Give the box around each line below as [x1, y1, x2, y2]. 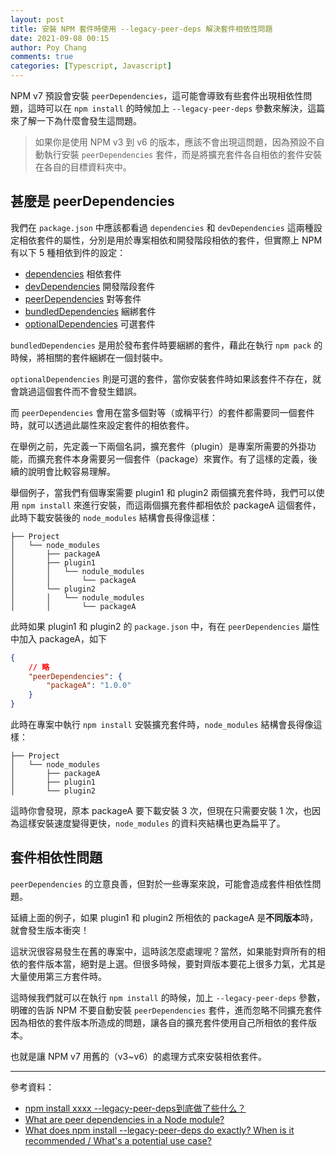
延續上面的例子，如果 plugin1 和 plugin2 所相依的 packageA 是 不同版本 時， [10, 911, 319, 923]
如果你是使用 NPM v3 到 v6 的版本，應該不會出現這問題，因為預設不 [34, 136, 317, 148]
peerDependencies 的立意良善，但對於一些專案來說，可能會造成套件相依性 [10, 877, 313, 890]
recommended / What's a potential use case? [24, 1134, 212, 1146]
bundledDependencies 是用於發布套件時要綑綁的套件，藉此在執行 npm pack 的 [10, 339, 323, 351]
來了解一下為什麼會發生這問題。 [10, 115, 142, 126]
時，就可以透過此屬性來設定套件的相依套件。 [10, 419, 195, 431]
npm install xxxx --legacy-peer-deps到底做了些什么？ [24, 1102, 247, 1114]
